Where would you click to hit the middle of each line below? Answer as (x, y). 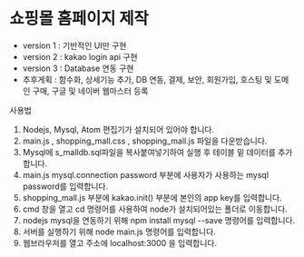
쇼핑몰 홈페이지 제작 (79, 19)
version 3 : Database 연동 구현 (78, 68)
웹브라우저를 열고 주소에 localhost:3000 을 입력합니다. (120, 242)
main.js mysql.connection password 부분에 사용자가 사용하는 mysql (146, 174)
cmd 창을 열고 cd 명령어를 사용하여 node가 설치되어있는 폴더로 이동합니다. (155, 209)
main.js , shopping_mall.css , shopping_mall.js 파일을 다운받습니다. (145, 141)
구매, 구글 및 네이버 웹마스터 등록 (90, 91)
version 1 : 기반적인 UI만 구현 (74, 45)
